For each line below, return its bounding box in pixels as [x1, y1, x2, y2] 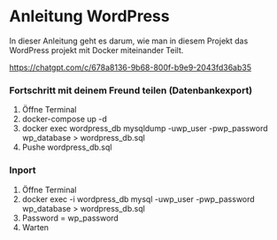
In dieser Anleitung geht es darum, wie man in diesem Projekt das [9, 35, 249, 46]
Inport [9, 164, 37, 176]
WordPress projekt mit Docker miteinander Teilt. [9, 44, 184, 55]
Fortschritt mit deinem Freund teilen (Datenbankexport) [9, 84, 253, 97]
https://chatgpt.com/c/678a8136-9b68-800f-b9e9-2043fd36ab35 [9, 62, 252, 73]
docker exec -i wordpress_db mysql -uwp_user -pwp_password [21, 193, 255, 205]
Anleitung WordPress [9, 6, 170, 27]
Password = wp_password [21, 213, 119, 223]
